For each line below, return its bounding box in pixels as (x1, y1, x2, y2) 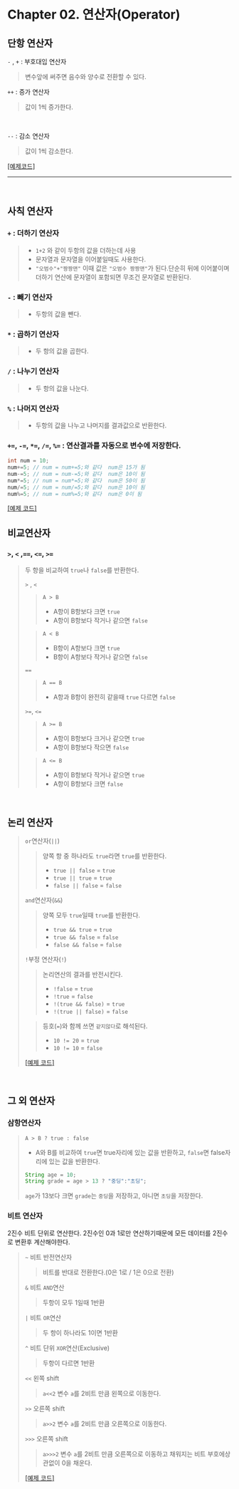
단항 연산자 (7, 37, 53, 49)
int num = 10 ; (7, 457, 50, 465)
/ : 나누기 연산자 (7, 366, 59, 376)
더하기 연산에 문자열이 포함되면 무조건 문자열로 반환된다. (35, 272, 192, 281)
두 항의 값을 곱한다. (35, 347, 89, 356)
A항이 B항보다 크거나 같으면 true (53, 735, 145, 743)
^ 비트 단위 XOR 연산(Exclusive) (24, 1344, 110, 1352)
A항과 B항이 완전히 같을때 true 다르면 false (53, 692, 176, 702)
